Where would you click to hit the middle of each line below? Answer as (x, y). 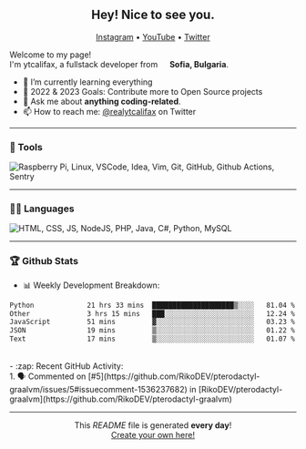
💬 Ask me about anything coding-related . (102, 101)
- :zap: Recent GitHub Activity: (66, 366)
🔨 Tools (26, 147)
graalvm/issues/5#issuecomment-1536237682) (99, 390)
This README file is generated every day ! (153, 425)
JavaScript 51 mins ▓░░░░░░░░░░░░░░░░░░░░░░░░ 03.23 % (153, 322)
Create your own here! (153, 435)
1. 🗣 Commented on (48, 376)
